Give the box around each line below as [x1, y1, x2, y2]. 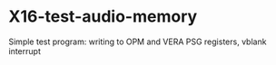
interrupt [8, 45, 42, 56]
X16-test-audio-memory [8, 6, 198, 27]
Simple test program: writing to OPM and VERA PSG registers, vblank [8, 36, 267, 47]
